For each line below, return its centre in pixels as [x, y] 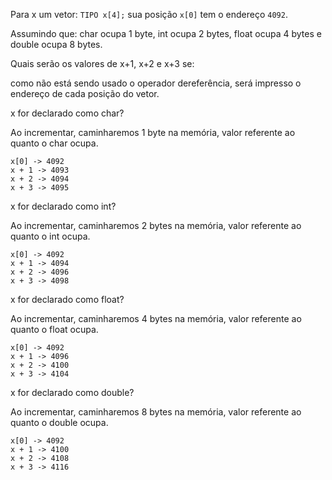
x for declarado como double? [72, 392]
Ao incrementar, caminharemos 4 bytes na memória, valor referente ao [156, 318]
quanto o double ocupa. [59, 422]
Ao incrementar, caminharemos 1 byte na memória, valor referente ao [153, 132]
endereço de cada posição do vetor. [85, 93]
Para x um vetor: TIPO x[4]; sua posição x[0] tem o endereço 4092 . [149, 14]
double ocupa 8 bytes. [56, 44]
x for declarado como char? [67, 113]
